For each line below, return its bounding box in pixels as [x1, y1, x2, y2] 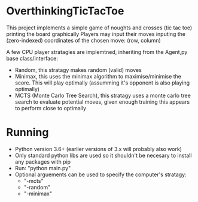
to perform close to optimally [14, 104, 87, 111]
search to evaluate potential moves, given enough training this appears [14, 98, 190, 105]
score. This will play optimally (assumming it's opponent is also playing [14, 79, 190, 86]
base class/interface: [6, 55, 58, 62]
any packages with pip [14, 158, 71, 165]
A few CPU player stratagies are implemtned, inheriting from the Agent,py [6, 48, 188, 55]
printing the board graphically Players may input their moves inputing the [6, 30, 185, 37]
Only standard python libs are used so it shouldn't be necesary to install [14, 152, 192, 159]
